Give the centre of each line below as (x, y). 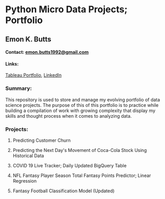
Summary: (19, 89)
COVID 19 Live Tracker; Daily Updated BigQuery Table (70, 165)
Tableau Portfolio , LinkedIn (34, 75)
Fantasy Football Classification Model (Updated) (64, 191)
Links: (12, 64)
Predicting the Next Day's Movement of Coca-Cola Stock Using (80, 150)
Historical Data (28, 156)
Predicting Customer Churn (42, 140)
